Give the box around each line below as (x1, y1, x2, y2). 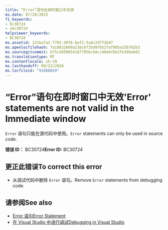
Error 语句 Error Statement (12, 212, 66, 219)
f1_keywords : (5, 17, 33, 22)
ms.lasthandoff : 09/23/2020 (5, 63, 64, 68)
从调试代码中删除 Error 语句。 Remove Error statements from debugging (12, 177, 163, 183)
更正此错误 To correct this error (5, 163, 102, 171)
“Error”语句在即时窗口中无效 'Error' (5, 92, 151, 103)
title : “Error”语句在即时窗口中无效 (5, 7, 74, 13)
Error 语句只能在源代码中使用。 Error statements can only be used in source (5, 130, 163, 136)
